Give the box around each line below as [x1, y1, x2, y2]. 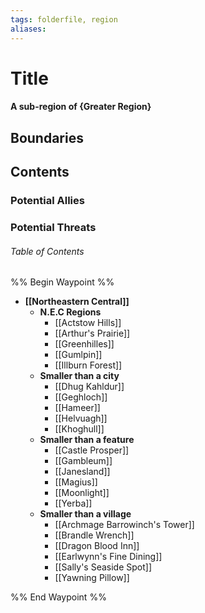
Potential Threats [10, 220, 97, 234]
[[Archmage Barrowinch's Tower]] [54, 519, 195, 531]
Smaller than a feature [39, 434, 135, 446]
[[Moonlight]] [54, 487, 110, 499]
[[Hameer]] [54, 402, 101, 414]
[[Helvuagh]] [54, 412, 108, 425]
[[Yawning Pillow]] [54, 572, 130, 584]
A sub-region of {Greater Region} [10, 101, 152, 113]
